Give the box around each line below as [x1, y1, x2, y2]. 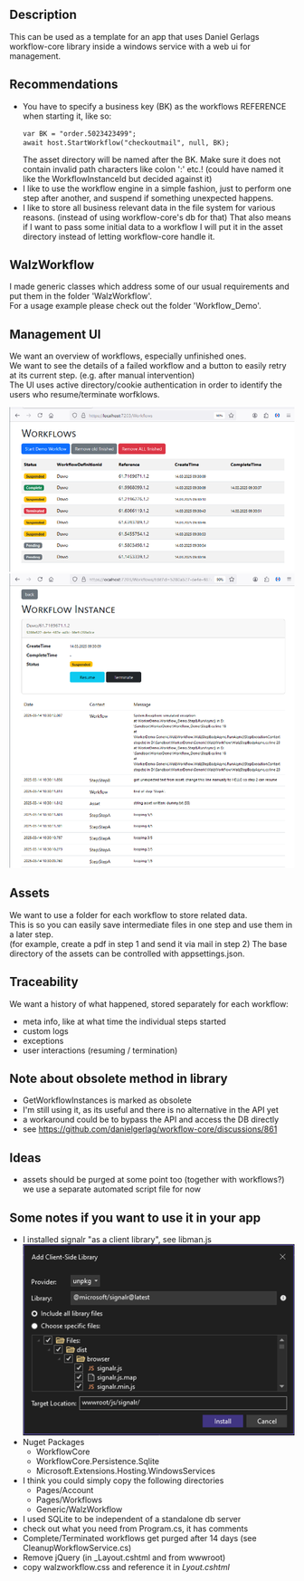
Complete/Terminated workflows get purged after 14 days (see [22, 1532, 257, 1543]
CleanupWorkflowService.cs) [22, 1542, 132, 1553]
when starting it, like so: [22, 110, 112, 121]
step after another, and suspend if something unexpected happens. [22, 192, 274, 203]
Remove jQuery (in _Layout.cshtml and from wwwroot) [22, 1552, 226, 1563]
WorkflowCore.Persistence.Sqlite [35, 1455, 160, 1466]
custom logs [22, 1025, 70, 1036]
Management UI [9, 326, 101, 342]
